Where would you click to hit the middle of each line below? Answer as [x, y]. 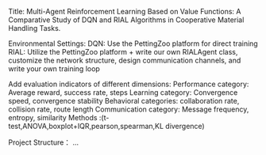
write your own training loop [54, 69]
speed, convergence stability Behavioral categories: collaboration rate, [124, 101]
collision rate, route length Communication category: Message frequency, [129, 109]
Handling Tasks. [35, 28]
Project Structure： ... [44, 142]
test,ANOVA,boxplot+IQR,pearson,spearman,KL [86, 126]
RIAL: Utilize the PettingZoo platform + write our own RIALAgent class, [123, 52]
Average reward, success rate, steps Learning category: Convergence [123, 93]
